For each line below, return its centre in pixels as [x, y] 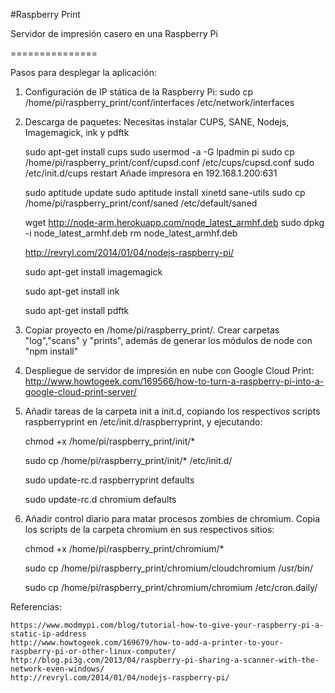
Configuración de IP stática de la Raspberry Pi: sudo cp [138, 92]
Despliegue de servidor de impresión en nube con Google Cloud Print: [169, 370]
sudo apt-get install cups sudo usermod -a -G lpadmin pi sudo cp [159, 152]
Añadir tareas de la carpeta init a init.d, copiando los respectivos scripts [172, 411]
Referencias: [36, 607]
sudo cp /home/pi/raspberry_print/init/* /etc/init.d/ [128, 460]
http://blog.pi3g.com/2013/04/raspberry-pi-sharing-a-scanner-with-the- [165, 660]
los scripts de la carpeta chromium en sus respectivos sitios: [149, 529]
